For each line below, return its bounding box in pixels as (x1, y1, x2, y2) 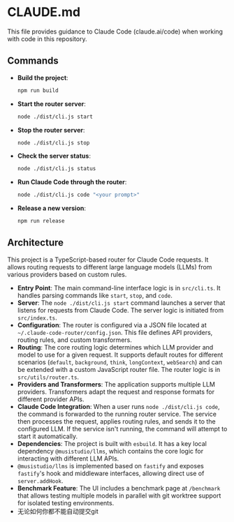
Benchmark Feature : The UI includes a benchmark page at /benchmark (17, 484, 221, 492)
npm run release (17, 218, 65, 225)
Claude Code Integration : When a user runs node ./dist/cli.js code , (17, 402, 220, 410)
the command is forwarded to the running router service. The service (17, 410, 217, 418)
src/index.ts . (17, 313, 57, 322)
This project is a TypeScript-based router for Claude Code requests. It (7, 255, 209, 264)
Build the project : (17, 73, 68, 82)
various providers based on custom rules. (7, 270, 127, 278)
